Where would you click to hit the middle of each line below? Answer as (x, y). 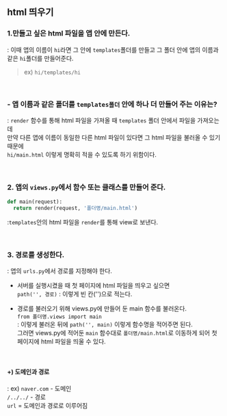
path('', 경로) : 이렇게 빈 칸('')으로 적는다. (75, 294)
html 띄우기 (30, 12)
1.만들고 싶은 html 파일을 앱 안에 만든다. (69, 34)
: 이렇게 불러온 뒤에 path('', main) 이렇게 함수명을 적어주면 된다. (105, 324)
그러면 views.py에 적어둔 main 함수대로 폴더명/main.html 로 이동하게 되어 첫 (117, 333)
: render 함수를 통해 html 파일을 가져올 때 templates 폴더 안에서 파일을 (102, 120)
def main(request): (35, 202)
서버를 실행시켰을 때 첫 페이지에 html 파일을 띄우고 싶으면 (93, 285)
